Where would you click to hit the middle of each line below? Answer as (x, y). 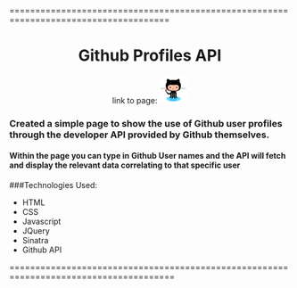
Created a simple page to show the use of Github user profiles (146, 123)
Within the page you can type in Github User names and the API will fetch (148, 156)
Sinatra (35, 241)
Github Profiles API (150, 56)
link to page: (135, 100)
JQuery (36, 231)
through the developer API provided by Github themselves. (140, 135)
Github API (42, 250)
